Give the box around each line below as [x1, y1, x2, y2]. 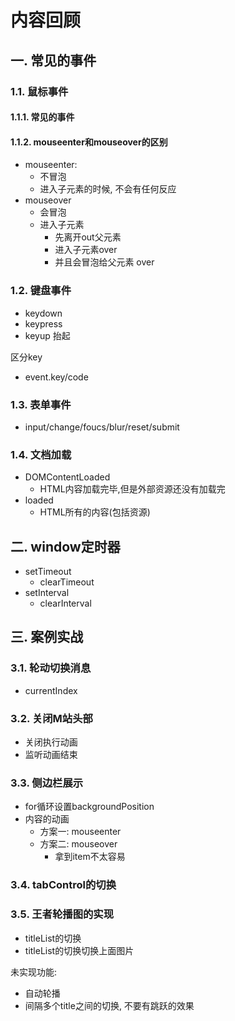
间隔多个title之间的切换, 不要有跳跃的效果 [24, 999, 195, 1011]
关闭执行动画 [24, 736, 78, 748]
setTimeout [24, 566, 72, 577]
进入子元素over [54, 244, 118, 256]
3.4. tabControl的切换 [10, 878, 117, 892]
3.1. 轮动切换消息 [10, 661, 92, 675]
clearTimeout [39, 576, 95, 588]
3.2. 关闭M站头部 [10, 711, 93, 725]
